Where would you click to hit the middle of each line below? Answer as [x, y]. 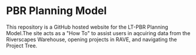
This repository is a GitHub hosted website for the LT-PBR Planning [87, 27]
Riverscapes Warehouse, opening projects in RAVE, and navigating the [92, 39]
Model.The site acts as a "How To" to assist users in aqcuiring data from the [98, 33]
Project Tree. [22, 46]
